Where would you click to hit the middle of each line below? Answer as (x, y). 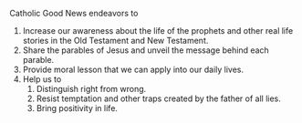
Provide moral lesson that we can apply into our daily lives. (133, 69)
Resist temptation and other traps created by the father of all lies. (158, 98)
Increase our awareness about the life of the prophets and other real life (158, 31)
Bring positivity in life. (77, 108)
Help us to (42, 79)
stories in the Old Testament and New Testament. (115, 41)
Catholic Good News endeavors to (74, 13)
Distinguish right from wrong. (91, 89)
